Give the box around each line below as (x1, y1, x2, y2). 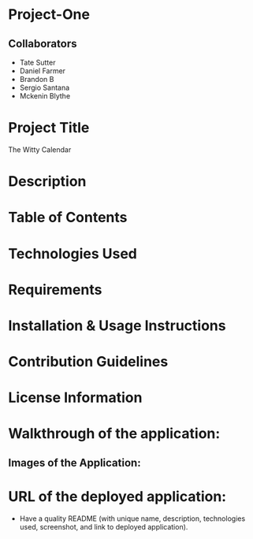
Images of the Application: (8, 455, 141, 470)
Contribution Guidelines (8, 353, 169, 371)
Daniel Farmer (19, 66, 65, 76)
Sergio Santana (19, 83, 70, 92)
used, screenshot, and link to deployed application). (19, 522, 188, 531)
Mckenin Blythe (19, 91, 71, 100)
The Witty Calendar (8, 144, 72, 154)
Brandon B (19, 75, 54, 84)
